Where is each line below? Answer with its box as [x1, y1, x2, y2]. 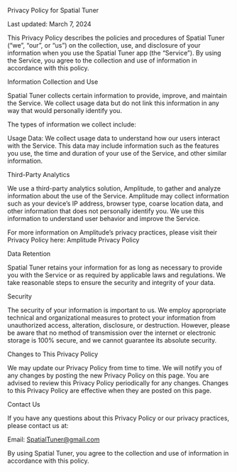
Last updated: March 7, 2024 [7, 20, 92, 28]
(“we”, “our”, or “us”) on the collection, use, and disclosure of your [7, 41, 201, 49]
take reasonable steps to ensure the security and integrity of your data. [7, 279, 216, 286]
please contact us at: [7, 422, 69, 429]
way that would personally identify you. [7, 107, 123, 114]
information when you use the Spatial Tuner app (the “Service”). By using [7, 49, 221, 57]
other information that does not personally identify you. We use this [7, 207, 204, 215]
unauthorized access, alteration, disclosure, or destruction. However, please [7, 321, 231, 329]
